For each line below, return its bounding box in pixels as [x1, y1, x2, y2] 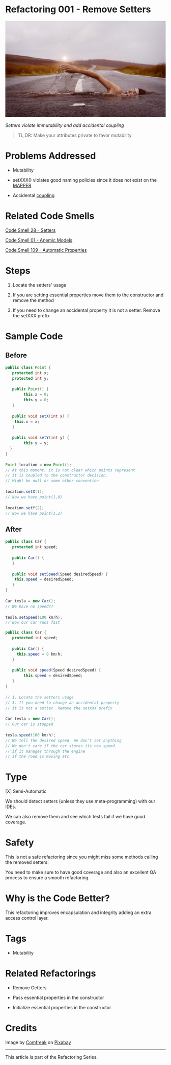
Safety [5, 837, 34, 849]
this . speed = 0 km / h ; [16, 651, 63, 657]
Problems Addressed [5, 150, 96, 162]
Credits [5, 1023, 37, 1034]
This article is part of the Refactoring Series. [5, 1054, 98, 1060]
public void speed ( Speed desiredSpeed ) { [12, 668, 101, 673]
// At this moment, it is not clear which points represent [5, 467, 136, 473]
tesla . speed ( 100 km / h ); [5, 732, 56, 737]
